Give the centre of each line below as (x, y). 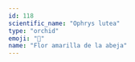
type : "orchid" (34, 31)
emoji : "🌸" (27, 38)
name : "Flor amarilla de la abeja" (68, 46)
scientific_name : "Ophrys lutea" (64, 23)
